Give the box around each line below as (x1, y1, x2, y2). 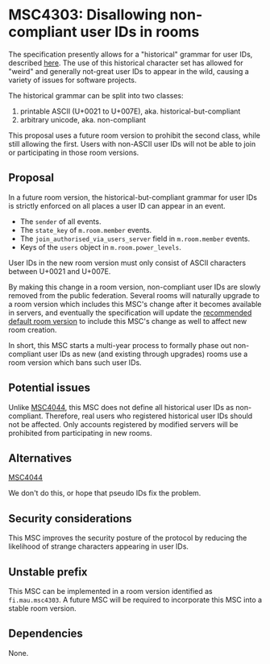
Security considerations (8, 512, 132, 525)
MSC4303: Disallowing (8, 6, 167, 24)
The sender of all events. (19, 216, 102, 226)
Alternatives (8, 451, 73, 465)
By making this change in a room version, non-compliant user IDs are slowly (8, 282, 261, 292)
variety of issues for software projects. (8, 75, 137, 85)
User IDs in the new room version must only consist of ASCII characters (8, 258, 247, 268)
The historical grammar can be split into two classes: (8, 90, 184, 100)
